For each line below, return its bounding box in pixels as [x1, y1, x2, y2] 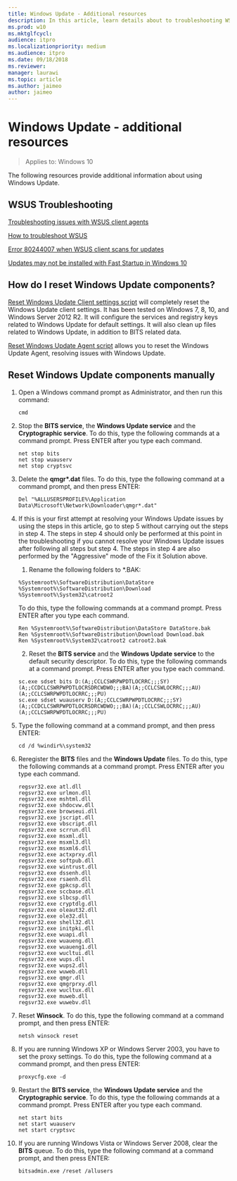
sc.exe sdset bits [18, 677, 72, 685]
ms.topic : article [8, 75, 62, 83]
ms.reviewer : [8, 63, 46, 70]
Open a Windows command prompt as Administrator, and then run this [18, 388, 223, 396]
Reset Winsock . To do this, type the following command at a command [18, 1011, 224, 1020]
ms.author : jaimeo [8, 82, 62, 89]
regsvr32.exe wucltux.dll [18, 987, 94, 994]
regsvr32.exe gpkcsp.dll [18, 882, 91, 889]
